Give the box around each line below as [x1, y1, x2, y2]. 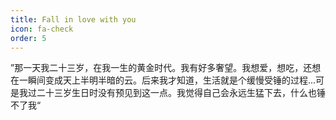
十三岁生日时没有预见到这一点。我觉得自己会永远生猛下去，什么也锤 [44, 87, 326, 99]
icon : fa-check [10, 24, 74, 34]
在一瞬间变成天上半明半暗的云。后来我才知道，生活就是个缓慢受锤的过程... [10, 74, 317, 86]
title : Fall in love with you [10, 14, 137, 25]
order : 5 [10, 33, 47, 43]
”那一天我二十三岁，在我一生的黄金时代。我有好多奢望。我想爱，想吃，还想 [10, 62, 322, 74]
